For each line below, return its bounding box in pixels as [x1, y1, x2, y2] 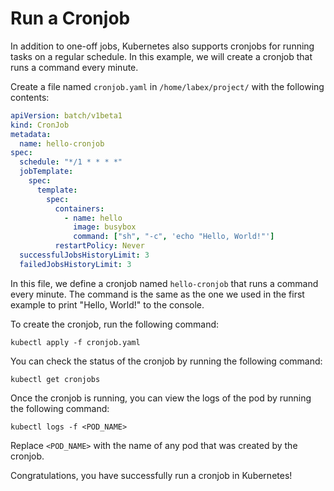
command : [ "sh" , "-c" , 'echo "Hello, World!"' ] [73, 232, 275, 242]
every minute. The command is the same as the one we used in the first [10, 288, 305, 300]
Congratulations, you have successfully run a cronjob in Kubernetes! [10, 469, 293, 481]
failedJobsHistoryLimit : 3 [19, 259, 132, 269]
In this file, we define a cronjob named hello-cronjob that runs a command [10, 277, 319, 289]
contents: [10, 91, 50, 103]
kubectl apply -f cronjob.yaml [10, 337, 141, 347]
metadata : [10, 129, 52, 139]
